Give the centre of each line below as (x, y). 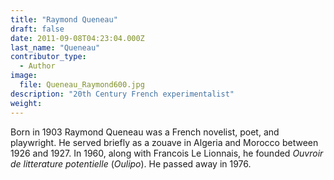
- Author (37, 66)
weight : (26, 103)
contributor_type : (48, 57)
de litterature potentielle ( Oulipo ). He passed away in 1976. (131, 163)
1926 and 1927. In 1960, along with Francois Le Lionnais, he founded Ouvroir (167, 153)
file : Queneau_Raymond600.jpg (82, 85)
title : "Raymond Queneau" (64, 19)
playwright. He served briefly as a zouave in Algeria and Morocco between (164, 142)
